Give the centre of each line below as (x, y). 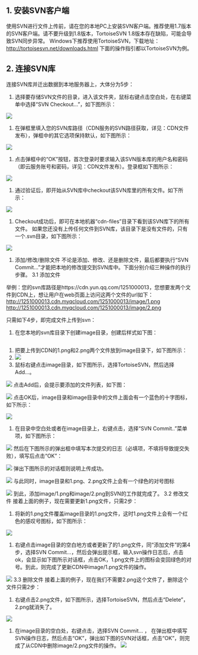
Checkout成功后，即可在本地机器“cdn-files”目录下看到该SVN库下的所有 (102, 221)
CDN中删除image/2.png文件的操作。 (75, 646)
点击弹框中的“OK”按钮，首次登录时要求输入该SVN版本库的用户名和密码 (101, 159)
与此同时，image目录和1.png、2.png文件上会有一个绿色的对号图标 (94, 481)
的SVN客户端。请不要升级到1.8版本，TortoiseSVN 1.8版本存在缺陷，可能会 (97, 33)
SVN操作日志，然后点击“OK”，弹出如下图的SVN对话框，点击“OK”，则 (100, 638)
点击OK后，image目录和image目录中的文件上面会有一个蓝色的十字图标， (102, 397)
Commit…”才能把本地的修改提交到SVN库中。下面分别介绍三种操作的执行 (103, 267)
